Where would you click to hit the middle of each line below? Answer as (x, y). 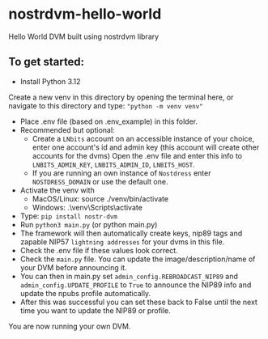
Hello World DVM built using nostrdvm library (84, 36)
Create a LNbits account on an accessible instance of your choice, (143, 138)
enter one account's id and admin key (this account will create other (146, 147)
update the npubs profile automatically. (85, 293)
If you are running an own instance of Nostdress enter (121, 173)
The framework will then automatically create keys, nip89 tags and (131, 233)
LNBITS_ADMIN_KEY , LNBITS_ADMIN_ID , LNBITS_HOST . (114, 164)
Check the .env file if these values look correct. (99, 250)
